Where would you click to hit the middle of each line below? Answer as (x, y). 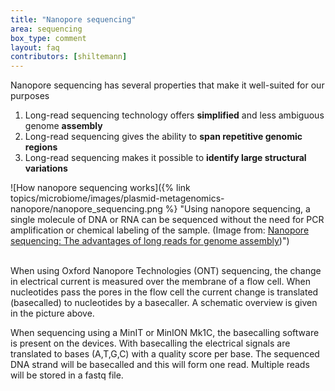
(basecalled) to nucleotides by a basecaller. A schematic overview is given (164, 303)
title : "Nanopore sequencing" (73, 19)
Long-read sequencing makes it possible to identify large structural (165, 158)
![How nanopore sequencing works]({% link (100, 188)
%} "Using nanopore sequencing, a (237, 209)
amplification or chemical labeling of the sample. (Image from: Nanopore (160, 230)
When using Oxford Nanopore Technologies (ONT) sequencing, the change (166, 271)
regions (41, 147)
